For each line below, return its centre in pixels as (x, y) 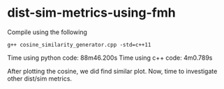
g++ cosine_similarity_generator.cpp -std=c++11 (79, 44)
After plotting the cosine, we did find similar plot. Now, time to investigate (112, 71)
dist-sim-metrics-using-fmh (91, 13)
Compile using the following (47, 32)
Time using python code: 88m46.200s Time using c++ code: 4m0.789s (110, 58)
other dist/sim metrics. (39, 79)
